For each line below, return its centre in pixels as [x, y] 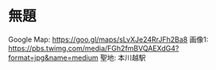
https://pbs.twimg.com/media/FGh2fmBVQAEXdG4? [94, 48]
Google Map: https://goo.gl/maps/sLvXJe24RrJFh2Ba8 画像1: [108, 39]
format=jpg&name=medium [53, 57]
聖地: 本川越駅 [123, 57]
